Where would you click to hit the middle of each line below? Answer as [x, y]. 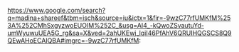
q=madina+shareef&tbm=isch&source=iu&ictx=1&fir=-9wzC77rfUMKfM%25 [119, 18]
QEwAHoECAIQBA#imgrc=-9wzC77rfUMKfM [73, 41]
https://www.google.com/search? [57, 10]
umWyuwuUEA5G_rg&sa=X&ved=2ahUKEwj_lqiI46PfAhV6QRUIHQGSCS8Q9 [119, 33]
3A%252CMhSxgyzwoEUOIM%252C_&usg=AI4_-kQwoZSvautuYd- [106, 25]
